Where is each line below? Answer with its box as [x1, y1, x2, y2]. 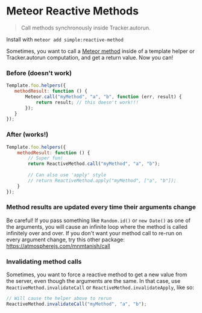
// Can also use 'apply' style [28, 172, 107, 178]
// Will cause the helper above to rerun [6, 296, 112, 302]
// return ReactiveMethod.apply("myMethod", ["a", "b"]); [28, 178, 177, 184]
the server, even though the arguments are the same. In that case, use [6, 277, 181, 285]
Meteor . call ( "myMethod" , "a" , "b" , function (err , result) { [25, 93, 182, 100]
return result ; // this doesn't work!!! [36, 99, 139, 105]
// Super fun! [28, 155, 63, 161]
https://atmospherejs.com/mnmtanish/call [6, 242, 110, 249]
